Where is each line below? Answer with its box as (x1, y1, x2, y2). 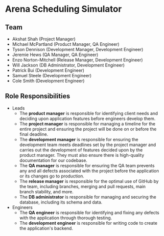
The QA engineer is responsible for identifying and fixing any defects (19, 209, 160, 215)
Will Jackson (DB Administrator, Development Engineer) (12, 62, 125, 68)
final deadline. (19, 131, 48, 137)
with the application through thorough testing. (19, 215, 112, 221)
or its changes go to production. (19, 173, 85, 179)
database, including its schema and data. (19, 199, 103, 205)
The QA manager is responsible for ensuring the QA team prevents (19, 162, 155, 168)
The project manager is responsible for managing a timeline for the (19, 120, 156, 126)
